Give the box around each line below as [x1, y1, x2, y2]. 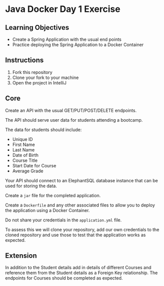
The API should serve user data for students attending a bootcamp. [5, 117, 143, 123]
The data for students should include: [5, 127, 82, 133]
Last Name [12, 146, 35, 152]
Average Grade [12, 168, 44, 174]
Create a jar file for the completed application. [5, 192, 101, 198]
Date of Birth [12, 152, 39, 158]
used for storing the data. [5, 183, 57, 189]
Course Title [12, 157, 38, 163]
